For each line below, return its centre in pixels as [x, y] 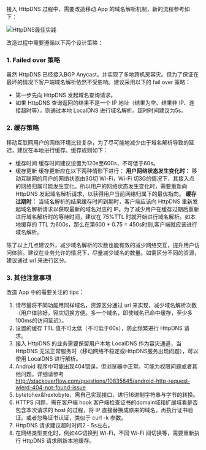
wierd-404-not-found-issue [50, 387]
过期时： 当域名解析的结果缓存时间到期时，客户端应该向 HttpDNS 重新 [104, 201]
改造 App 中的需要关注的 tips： [45, 292]
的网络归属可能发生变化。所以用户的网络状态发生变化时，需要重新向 [101, 186]
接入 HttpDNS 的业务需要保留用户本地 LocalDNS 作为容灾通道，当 [98, 343]
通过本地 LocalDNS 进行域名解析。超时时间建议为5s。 [118, 111]
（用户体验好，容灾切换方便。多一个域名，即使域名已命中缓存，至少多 [104, 313]
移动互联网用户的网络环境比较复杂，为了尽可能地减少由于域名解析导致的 [97, 142]
